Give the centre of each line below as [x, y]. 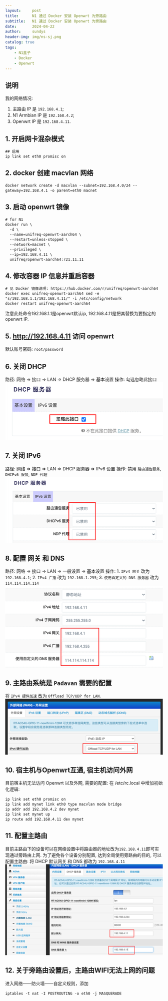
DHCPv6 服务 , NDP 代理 [26, 474]
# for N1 [14, 219]
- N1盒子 [22, 52]
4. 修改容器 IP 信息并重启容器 [50, 276]
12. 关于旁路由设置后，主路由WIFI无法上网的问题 [80, 970]
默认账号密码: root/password [34, 349]
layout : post [23, 10]
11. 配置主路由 [26, 836]
